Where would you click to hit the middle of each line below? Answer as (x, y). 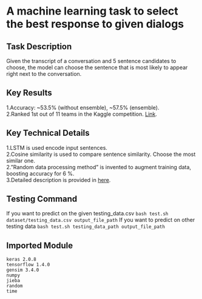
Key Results (29, 93)
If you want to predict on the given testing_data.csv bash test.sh (87, 213)
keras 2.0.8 (21, 260)
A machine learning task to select (93, 11)
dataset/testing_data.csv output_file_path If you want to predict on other (101, 220)
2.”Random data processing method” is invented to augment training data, (99, 167)
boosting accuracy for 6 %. (40, 173)
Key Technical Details (48, 133)
